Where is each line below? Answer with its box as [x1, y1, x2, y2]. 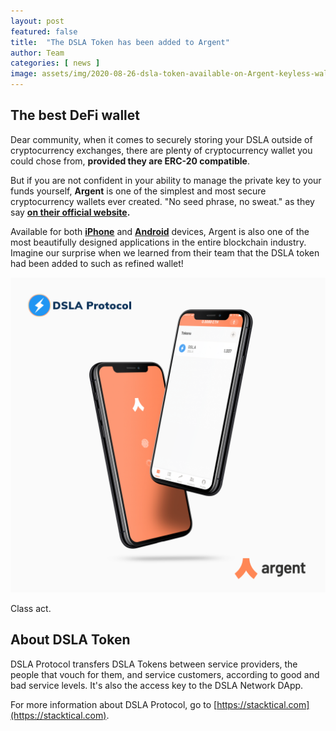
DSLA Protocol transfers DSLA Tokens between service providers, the [10, 658, 298, 670]
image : [10, 69, 38, 79]
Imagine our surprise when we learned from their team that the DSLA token [10, 246, 320, 259]
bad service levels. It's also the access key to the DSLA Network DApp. [10, 679, 304, 691]
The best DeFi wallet [10, 107, 140, 124]
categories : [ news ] [10, 58, 101, 69]
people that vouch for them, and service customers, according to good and [10, 668, 320, 680]
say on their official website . [10, 206, 131, 218]
